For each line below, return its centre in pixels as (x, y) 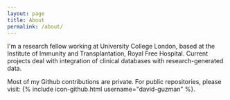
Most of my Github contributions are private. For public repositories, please (114, 82)
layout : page (26, 14)
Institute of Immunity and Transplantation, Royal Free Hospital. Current (108, 53)
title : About (26, 20)
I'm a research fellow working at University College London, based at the (111, 47)
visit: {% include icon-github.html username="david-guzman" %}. (101, 89)
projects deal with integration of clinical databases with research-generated (115, 61)
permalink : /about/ (35, 26)
